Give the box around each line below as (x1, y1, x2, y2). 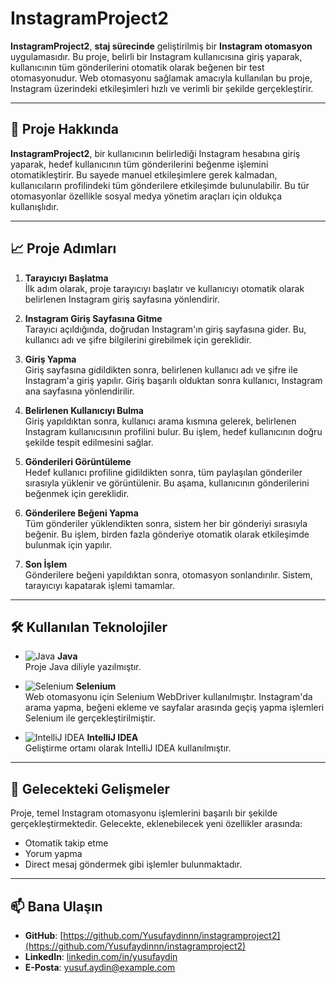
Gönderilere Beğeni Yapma (24, 507, 139, 519)
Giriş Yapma (24, 353, 77, 365)
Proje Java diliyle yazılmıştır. (24, 661, 142, 673)
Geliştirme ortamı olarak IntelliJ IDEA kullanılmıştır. (24, 742, 232, 754)
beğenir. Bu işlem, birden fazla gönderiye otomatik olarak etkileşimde (24, 528, 310, 540)
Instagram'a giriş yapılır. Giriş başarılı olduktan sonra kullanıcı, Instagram (24, 374, 323, 386)
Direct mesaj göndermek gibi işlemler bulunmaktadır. (24, 858, 243, 871)
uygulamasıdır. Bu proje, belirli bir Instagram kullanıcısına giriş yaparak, (10, 50, 303, 62)
